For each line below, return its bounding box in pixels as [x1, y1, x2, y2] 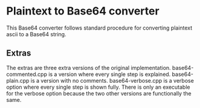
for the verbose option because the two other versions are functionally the [6, 89, 192, 97]
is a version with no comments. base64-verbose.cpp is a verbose [30, 77, 195, 84]
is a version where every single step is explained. [48, 71, 171, 78]
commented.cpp [6, 71, 47, 78]
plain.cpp [6, 77, 30, 84]
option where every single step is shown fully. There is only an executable [6, 83, 190, 91]
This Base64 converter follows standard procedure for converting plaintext [6, 24, 193, 31]
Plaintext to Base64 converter [6, 4, 160, 18]
